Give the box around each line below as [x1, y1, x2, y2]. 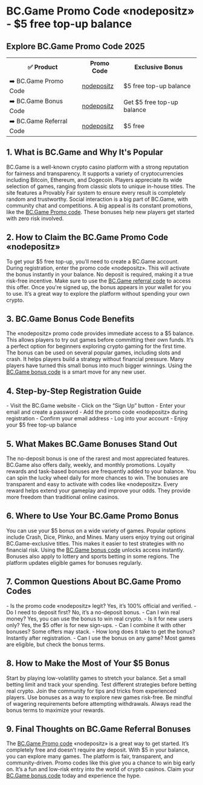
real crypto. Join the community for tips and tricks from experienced [6, 687, 177, 694]
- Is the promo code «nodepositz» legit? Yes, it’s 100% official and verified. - [6, 602, 196, 609]
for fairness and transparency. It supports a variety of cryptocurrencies [6, 169, 184, 177]
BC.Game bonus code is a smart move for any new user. [6, 368, 146, 376]
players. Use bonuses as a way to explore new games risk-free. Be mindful [6, 694, 193, 701]
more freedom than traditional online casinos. [6, 493, 120, 501]
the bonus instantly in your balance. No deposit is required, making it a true [6, 270, 193, 278]
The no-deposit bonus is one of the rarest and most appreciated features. [6, 455, 190, 462]
